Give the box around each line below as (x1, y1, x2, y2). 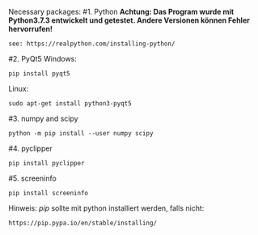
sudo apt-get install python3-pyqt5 (8, 100, 132, 108)
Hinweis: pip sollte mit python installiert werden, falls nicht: (8, 203, 205, 213)
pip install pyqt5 (8, 70, 70, 78)
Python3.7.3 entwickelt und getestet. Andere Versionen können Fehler (8, 15, 251, 25)
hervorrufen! (8, 24, 53, 33)
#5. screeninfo (8, 173, 57, 183)
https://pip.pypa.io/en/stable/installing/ (8, 219, 158, 227)
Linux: (8, 84, 29, 93)
